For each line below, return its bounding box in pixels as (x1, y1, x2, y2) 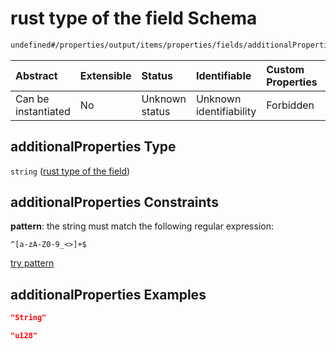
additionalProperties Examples (10, 286, 207, 303)
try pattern (10, 257, 55, 269)
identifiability (195, 104, 257, 118)
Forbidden (266, 98, 315, 112)
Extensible (79, 68, 132, 82)
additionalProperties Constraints (10, 194, 219, 211)
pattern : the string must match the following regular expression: (10, 220, 274, 232)
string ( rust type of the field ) (10, 165, 131, 177)
